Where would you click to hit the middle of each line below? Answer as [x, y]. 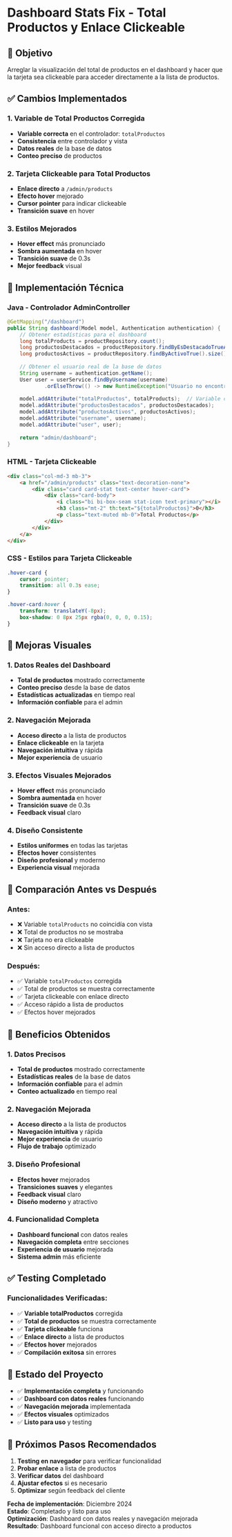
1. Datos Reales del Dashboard [59, 665]
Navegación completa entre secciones [73, 1242]
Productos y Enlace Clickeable [96, 27]
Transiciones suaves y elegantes [65, 1187]
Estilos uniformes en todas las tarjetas [72, 846]
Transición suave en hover [56, 211]
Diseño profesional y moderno [61, 860]
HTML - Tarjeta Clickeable [52, 462]
